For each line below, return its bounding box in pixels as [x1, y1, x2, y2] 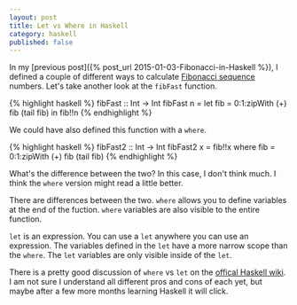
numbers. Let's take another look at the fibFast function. [9, 81, 217, 91]
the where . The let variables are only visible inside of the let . [9, 250, 232, 261]
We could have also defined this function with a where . [9, 125, 207, 136]
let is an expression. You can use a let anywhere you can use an [9, 231, 249, 242]
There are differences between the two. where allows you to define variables [9, 195, 287, 206]
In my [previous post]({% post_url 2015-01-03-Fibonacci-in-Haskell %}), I [9, 62, 278, 73]
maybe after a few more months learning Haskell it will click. [9, 285, 229, 297]
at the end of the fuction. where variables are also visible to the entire [9, 205, 260, 215]
